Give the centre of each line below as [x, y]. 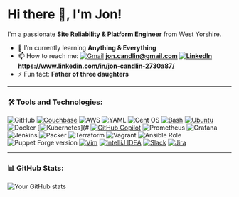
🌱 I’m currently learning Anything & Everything [87, 47]
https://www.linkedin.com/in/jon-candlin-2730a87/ [96, 66]
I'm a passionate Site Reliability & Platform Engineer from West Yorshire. [115, 34]
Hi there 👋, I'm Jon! [65, 15]
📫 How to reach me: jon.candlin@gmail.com [97, 55]
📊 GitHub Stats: [36, 168]
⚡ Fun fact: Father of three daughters [73, 74]
